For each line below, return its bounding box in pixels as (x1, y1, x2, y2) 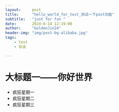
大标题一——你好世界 (5, 72, 93, 83)
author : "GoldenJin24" (5, 26, 61, 31)
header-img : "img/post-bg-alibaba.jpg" (5, 30, 88, 35)
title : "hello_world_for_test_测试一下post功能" (5, 12, 115, 17)
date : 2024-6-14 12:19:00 (5, 21, 72, 26)
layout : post (5, 7, 41, 12)
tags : (5, 35, 16, 40)
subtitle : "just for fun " (5, 16, 66, 21)
